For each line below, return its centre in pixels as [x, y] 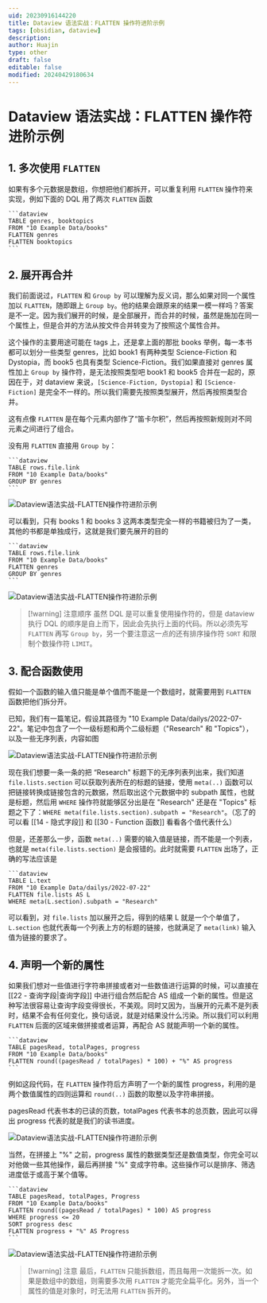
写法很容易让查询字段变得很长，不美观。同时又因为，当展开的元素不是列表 [137, 1005]
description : [30, 38]
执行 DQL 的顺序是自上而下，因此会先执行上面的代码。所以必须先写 [138, 624]
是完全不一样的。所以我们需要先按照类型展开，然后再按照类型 [139, 392]
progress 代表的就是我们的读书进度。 [78, 1121]
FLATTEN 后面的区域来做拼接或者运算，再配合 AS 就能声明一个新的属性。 [126, 1025]
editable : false [35, 68]
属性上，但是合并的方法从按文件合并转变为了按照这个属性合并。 [119, 325]
